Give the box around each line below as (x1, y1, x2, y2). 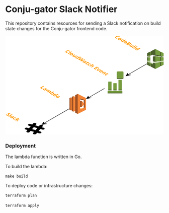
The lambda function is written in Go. (5, 154, 82, 160)
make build (5, 174, 28, 179)
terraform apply (5, 203, 39, 208)
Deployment (5, 142, 36, 149)
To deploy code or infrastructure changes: (5, 182, 93, 188)
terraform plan (5, 193, 37, 198)
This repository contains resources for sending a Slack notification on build (5, 20, 161, 26)
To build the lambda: (5, 163, 48, 169)
